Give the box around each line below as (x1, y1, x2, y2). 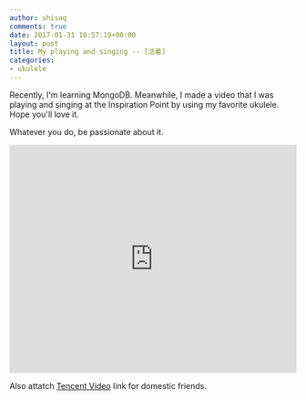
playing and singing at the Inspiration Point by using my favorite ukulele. (9, 99, 280, 110)
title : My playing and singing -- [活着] (9, 47, 167, 57)
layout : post (9, 38, 59, 48)
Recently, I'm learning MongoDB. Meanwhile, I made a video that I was (9, 89, 274, 100)
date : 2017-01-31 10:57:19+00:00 (9, 30, 137, 39)
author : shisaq (9, 13, 67, 23)
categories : (9, 56, 55, 65)
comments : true (9, 22, 67, 31)
